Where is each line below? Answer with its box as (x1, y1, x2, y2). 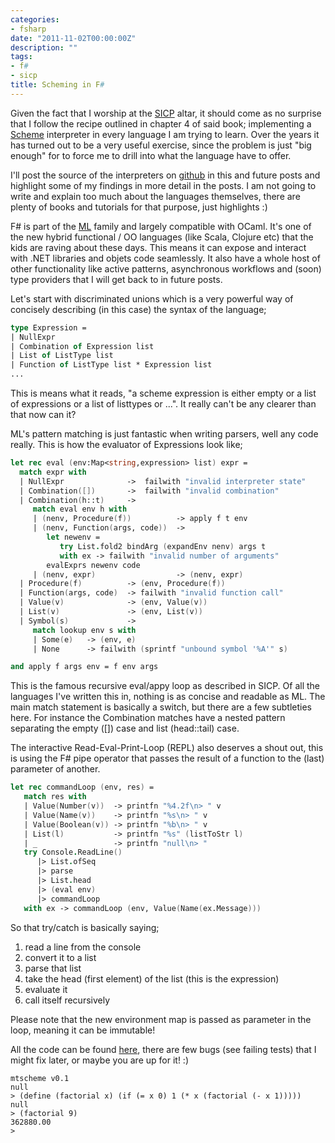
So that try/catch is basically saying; (10, 921, 160, 933)
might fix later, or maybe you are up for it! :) (10, 1054, 189, 1066)
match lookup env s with (32, 625, 137, 635)
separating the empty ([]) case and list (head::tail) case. (10, 722, 240, 735)
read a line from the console (24, 941, 142, 953)
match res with (23, 792, 87, 802)
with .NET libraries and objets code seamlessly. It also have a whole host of (10, 252, 321, 264)
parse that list (24, 962, 82, 974)
